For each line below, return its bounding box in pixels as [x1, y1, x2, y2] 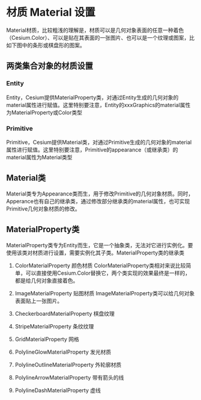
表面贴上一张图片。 [14, 297, 63, 304]
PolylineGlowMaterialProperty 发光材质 [14, 348, 112, 355]
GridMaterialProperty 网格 [14, 335, 80, 343]
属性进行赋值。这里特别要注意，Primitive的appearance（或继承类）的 [6, 146, 178, 153]
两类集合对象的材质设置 [6, 61, 93, 71]
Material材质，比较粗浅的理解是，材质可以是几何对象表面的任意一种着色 [6, 26, 184, 34]
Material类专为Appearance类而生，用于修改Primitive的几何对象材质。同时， [6, 190, 194, 197]
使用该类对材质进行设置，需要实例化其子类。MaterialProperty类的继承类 [6, 249, 185, 256]
